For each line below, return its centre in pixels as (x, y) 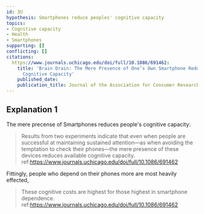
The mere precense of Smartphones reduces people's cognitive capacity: (99, 124)
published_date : (38, 79)
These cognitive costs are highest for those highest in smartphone (104, 192)
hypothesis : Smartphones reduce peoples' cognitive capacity (85, 18)
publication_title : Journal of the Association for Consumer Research (108, 85)
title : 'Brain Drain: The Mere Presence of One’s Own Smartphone (102, 68)
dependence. (38, 198)
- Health (17, 35)
